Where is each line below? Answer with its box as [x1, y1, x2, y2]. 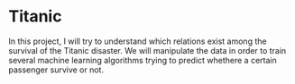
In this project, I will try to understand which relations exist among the [8, 36, 267, 46]
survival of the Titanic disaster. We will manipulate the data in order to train [8, 45, 287, 55]
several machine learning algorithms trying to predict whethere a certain [8, 55, 277, 65]
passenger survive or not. [8, 64, 105, 75]
